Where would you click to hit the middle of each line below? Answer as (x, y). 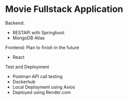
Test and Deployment (27, 67)
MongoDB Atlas (28, 38)
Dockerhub (24, 82)
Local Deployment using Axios (44, 87)
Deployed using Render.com (41, 92)
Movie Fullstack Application (64, 9)
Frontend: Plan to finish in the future (42, 47)
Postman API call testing (37, 76)
